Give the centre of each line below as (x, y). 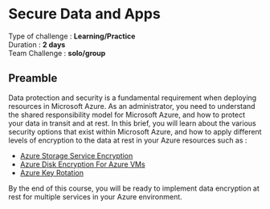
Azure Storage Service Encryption (76, 155)
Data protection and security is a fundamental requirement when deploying (133, 98)
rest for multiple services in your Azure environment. (95, 196)
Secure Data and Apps (84, 14)
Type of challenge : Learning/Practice (72, 36)
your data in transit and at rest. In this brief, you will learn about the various (132, 123)
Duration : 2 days (37, 44)
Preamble (33, 78)
